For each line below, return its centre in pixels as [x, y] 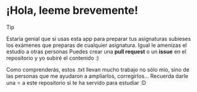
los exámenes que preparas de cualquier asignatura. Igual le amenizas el [97, 45]
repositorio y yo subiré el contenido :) [53, 58]
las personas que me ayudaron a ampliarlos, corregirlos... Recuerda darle [97, 76]
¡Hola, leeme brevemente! [72, 11]
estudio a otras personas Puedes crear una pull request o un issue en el [96, 51]
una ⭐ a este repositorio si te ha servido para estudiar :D [76, 82]
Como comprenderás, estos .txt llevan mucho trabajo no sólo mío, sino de [98, 69]
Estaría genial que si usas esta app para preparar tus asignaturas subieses [98, 38]
